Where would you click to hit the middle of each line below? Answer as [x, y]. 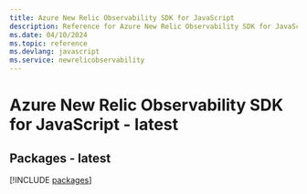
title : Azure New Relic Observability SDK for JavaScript [122, 18]
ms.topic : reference [49, 43]
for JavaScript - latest [94, 125]
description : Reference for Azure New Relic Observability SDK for [141, 26]
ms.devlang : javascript [55, 52]
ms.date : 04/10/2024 [49, 35]
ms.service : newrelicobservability [77, 60]
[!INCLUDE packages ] [51, 180]
